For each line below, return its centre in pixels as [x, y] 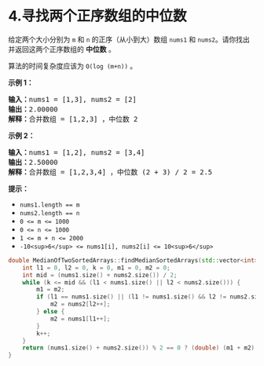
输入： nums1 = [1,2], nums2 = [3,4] [77, 152]
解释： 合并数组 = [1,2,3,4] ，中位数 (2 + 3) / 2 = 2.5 [110, 172]
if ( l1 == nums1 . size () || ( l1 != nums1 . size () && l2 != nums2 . [144, 297]
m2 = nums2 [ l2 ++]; [80, 304]
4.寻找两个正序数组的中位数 [97, 16]
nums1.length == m [49, 205]
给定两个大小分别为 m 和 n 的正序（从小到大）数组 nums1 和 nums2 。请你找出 [129, 39]
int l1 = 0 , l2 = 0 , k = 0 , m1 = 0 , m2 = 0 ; [96, 268]
